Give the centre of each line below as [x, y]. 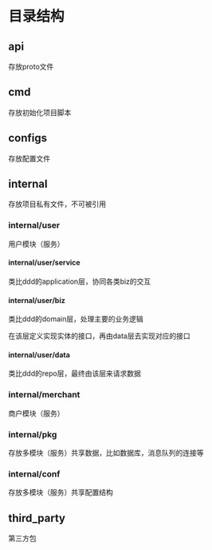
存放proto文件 [31, 66]
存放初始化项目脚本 [40, 112]
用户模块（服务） [36, 244]
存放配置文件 [29, 158]
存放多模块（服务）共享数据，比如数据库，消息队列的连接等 [106, 452]
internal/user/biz [37, 300]
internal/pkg [33, 434]
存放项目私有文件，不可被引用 [57, 204]
